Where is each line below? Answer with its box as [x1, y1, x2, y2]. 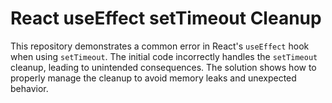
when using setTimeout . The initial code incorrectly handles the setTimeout [10, 50, 318, 62]
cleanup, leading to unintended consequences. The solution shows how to [10, 61, 317, 73]
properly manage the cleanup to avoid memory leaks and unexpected [10, 72, 297, 84]
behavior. [10, 82, 49, 94]
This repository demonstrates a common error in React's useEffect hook [10, 40, 310, 52]
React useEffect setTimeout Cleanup [10, 7, 322, 30]
